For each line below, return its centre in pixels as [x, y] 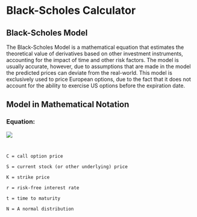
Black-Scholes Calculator [71, 11]
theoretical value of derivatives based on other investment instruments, [95, 54]
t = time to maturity [33, 198]
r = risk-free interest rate [43, 187]
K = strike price [28, 177]
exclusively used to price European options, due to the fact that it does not [99, 79]
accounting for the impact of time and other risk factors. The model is [92, 60]
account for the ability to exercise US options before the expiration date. [96, 86]
